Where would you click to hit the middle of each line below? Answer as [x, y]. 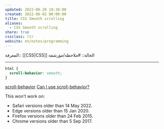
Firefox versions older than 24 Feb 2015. [53, 116]
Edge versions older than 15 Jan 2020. [51, 111]
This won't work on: [25, 96]
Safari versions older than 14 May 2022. [52, 106]
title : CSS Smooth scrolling [35, 18]
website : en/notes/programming [37, 41]
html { [12, 69]
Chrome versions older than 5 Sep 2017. [52, 121]
